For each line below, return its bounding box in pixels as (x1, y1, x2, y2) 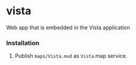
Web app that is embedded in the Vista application (6, 24, 130, 31)
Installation (6, 39, 40, 47)
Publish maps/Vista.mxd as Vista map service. (14, 52, 128, 60)
